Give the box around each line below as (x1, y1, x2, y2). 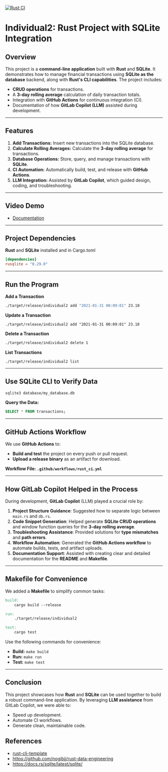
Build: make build (12, 648, 49, 654)
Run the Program (5, 280, 59, 288)
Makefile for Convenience (5, 575, 87, 583)
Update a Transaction (5, 312, 51, 318)
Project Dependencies (5, 234, 76, 242)
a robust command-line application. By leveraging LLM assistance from (5, 696, 153, 702)
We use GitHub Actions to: (5, 441, 61, 447)
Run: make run (12, 654, 42, 659)
